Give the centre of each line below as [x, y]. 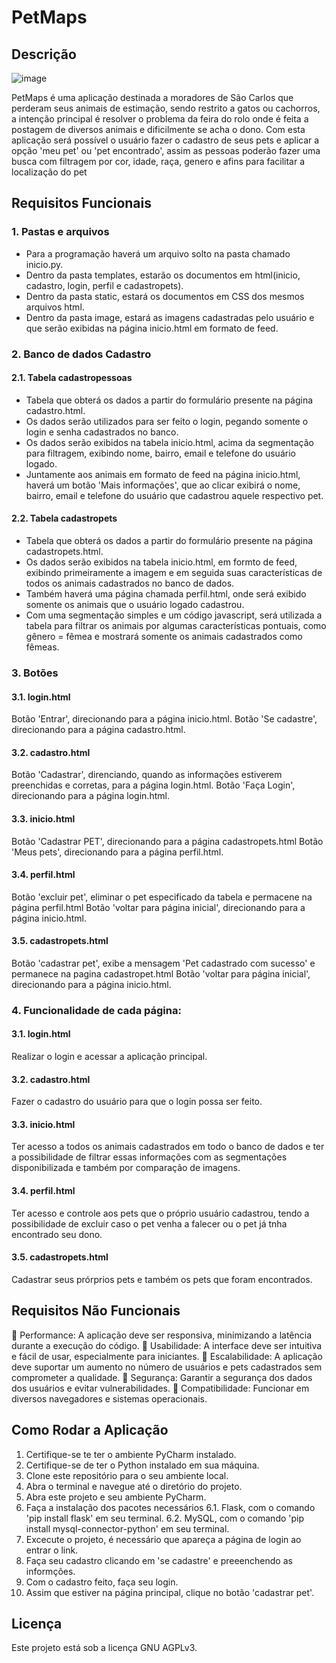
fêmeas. [42, 647]
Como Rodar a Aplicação [90, 1430]
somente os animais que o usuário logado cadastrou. [135, 605]
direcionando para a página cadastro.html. [98, 730]
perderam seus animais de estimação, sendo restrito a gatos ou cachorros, [166, 108]
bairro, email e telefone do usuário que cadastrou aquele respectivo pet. [174, 495]
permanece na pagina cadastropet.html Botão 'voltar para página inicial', [161, 973]
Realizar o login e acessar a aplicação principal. [109, 1057]
